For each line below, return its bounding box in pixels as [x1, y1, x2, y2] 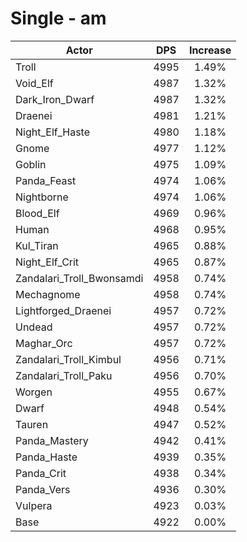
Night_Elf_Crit [15, 255, 80, 269]
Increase [188, 43, 232, 57]
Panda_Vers [15, 482, 71, 496]
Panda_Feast [15, 173, 77, 187]
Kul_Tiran [15, 238, 59, 252]
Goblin [15, 157, 47, 171]
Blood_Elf [15, 206, 60, 220]
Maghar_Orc [15, 336, 73, 350]
